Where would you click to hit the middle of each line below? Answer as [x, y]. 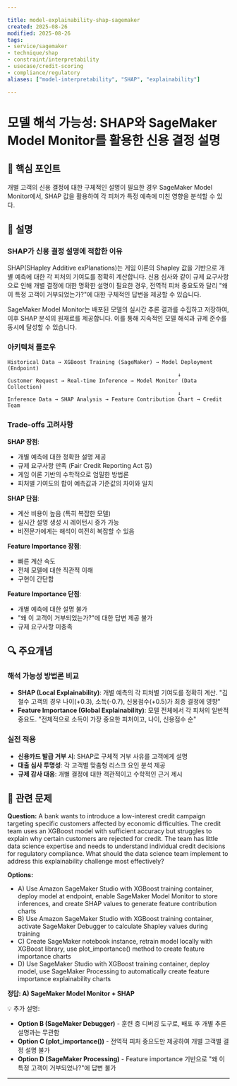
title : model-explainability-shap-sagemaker [74, 20]
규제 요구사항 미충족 [45, 627]
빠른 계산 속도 [36, 561]
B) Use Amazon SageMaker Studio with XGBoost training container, [115, 918]
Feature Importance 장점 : [44, 546]
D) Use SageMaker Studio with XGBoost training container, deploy [114, 964]
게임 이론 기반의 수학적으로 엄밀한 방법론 [73, 474]
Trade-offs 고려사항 [40, 425]
